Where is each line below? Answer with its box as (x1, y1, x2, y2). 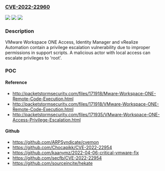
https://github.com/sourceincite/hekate (12, 160, 93, 166)
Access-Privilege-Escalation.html (12, 116, 81, 122)
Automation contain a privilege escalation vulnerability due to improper (5, 44, 151, 50)
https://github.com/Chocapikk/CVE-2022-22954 (12, 144, 112, 150)
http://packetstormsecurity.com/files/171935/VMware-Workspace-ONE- (12, 112, 160, 117)
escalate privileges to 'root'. (5, 55, 62, 60)
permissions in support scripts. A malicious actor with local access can (5, 50, 151, 56)
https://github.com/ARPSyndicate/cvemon (12, 139, 99, 145)
